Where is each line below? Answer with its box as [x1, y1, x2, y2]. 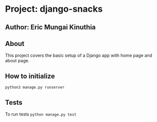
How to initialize [5, 72, 55, 80]
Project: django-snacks [5, 3, 103, 15]
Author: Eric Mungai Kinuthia [5, 23, 96, 31]
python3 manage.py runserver [5, 85, 65, 90]
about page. [5, 58, 29, 64]
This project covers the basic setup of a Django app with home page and [5, 52, 153, 58]
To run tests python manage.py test [5, 111, 77, 117]
